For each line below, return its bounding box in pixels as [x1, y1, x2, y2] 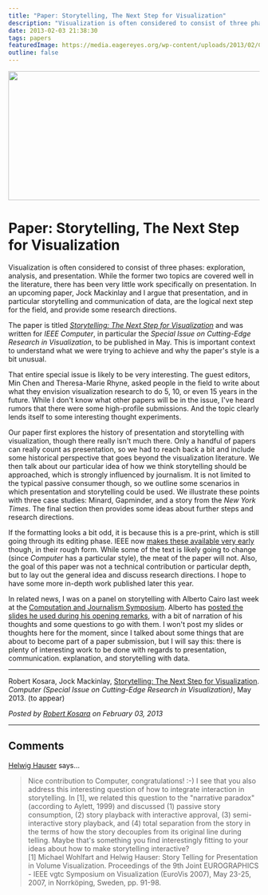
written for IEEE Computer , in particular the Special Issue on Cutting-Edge [8, 329, 251, 338]
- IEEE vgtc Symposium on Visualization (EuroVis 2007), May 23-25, [27, 869, 251, 878]
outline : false [8, 49, 59, 57]
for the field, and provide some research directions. [8, 305, 177, 314]
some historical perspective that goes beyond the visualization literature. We [8, 452, 260, 463]
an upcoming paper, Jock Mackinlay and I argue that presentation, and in [8, 288, 249, 298]
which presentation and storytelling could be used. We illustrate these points [8, 487, 260, 496]
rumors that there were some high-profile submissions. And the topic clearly [8, 404, 259, 413]
